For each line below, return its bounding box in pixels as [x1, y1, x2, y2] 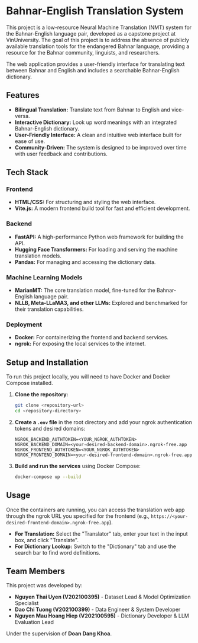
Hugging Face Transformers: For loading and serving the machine [14, 246, 178, 253]
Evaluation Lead [14, 619, 54, 626]
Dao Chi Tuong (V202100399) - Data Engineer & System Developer [14, 606, 181, 613]
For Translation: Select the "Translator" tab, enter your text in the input [14, 530, 188, 537]
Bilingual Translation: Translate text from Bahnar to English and [14, 106, 170, 113]
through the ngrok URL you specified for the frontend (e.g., [6, 512, 150, 520]
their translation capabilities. [14, 305, 84, 313]
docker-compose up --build [14, 473, 82, 480]
